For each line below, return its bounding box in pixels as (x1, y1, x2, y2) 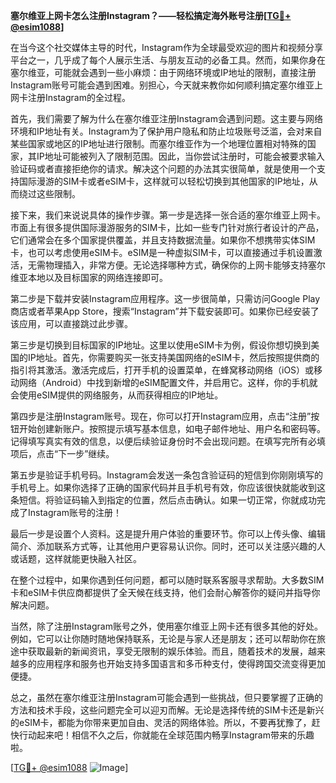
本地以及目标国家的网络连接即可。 (27, 272, 168, 283)
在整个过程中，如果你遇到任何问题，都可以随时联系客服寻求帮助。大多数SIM (10, 574, 325, 586)
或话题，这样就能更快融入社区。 (10, 553, 142, 564)
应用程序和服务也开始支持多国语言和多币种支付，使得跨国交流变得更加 (36, 658, 326, 669)
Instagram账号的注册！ (27, 507, 122, 518)
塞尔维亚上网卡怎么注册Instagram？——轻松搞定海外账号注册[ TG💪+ (10, 10, 292, 21)
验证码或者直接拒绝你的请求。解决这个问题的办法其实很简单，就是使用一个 (10, 163, 317, 174)
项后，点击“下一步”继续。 (10, 448, 115, 459)
